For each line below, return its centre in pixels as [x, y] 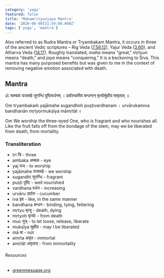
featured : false [22, 14]
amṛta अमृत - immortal [34, 238]
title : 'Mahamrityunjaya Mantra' [39, 19]
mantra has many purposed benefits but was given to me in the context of [80, 63]
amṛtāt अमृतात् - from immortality [44, 243]
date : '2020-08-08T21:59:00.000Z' [41, 23]
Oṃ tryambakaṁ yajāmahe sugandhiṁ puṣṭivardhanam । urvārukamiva [77, 105]
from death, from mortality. [32, 131]
